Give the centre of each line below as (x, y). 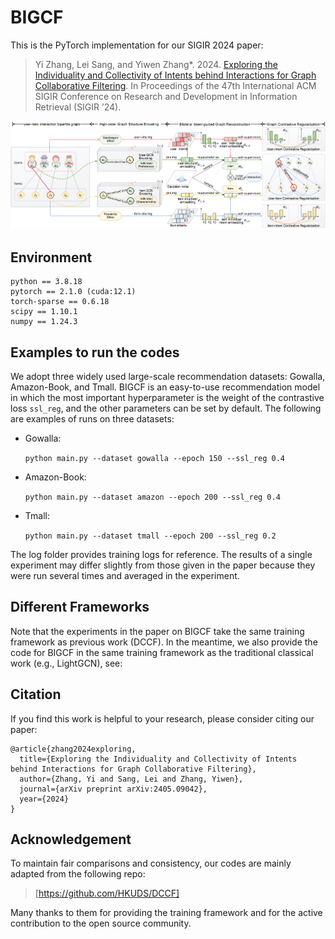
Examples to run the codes (95, 352)
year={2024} (44, 799)
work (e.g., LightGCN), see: (66, 663)
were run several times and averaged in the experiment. (125, 575)
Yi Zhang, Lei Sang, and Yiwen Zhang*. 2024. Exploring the (156, 64)
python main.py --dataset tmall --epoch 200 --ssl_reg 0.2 (150, 536)
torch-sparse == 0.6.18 (60, 302)
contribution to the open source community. (101, 923)
